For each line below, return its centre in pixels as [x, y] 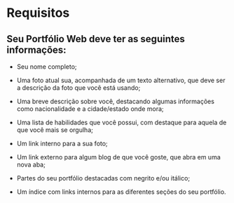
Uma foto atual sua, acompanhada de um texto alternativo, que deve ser [121, 80]
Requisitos [38, 13]
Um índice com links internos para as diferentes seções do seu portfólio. [121, 192]
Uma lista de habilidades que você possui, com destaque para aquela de [122, 122]
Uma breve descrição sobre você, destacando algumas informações [116, 101]
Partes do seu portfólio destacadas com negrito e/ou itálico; [103, 178]
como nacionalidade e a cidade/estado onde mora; [90, 109]
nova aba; [31, 164]
